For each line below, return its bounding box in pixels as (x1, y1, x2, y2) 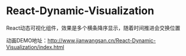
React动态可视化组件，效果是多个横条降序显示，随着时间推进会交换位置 (6, 24, 181, 31)
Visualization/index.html (6, 43, 64, 51)
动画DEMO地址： (6, 37, 48, 44)
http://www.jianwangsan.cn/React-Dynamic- (47, 37, 156, 44)
